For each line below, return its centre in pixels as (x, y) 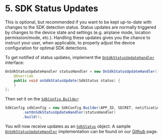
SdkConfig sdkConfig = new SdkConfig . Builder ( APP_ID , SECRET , (69, 108)
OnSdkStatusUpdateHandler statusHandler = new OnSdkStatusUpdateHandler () (82, 71)
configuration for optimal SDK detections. (47, 48)
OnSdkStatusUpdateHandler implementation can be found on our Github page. (81, 131)
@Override (24, 76)
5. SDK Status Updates (52, 9)
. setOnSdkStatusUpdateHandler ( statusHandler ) (69, 113)
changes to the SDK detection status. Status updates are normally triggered (81, 27)
